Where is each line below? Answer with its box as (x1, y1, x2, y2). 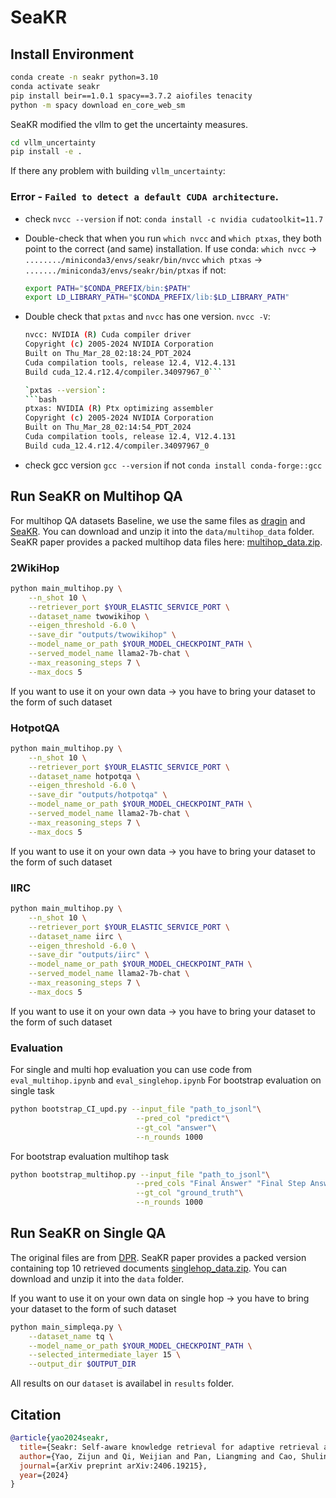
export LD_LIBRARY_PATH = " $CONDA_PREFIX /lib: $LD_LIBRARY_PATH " (24, 292, 290, 303)
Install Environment (10, 46, 135, 63)
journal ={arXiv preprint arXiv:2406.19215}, (19, 1461, 208, 1471)
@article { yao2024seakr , (10, 1433, 110, 1443)
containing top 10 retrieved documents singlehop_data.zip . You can (10, 1262, 288, 1274)
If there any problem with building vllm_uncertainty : (10, 165, 226, 177)
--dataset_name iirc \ (28, 931, 123, 941)
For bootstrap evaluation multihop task (10, 1150, 170, 1162)
